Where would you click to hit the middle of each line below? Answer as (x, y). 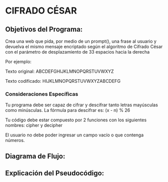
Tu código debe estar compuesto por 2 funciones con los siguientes (76, 120)
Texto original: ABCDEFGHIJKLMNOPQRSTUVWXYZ (60, 71)
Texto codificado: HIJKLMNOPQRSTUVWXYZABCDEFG (63, 81)
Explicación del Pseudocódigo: (55, 173)
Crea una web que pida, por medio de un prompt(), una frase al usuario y (81, 41)
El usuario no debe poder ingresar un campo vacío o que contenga (74, 135)
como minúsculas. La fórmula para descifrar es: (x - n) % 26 (68, 110)
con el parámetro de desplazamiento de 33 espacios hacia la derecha (77, 52)
